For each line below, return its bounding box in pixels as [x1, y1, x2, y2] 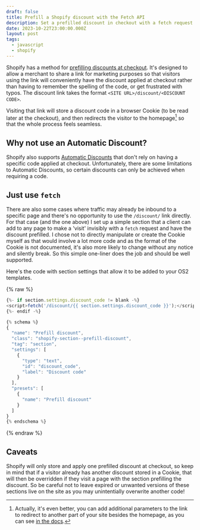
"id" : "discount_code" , [21, 363, 82, 369]
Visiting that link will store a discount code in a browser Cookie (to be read [6, 107, 189, 114]
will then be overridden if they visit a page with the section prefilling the [6, 475, 182, 482]
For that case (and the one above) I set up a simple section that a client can [6, 219, 191, 226]
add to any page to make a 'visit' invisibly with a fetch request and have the [6, 225, 192, 232]
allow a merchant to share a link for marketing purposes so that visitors [6, 70, 180, 77]
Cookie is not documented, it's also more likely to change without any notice [6, 244, 193, 251]
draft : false [6, 8, 39, 15]
